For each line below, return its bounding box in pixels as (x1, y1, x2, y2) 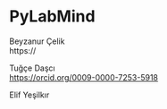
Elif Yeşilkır (9, 89, 50, 100)
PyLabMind (9, 6, 96, 27)
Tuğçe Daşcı (9, 63, 55, 73)
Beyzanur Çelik (9, 36, 65, 46)
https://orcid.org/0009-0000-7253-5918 (9, 71, 159, 82)
